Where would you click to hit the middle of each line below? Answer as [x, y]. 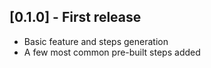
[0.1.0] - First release [75, 17]
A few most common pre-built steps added [112, 52]
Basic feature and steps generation [96, 41]
